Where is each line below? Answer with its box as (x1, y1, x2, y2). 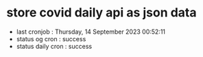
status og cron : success (16, 34, 86, 43)
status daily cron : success (16, 42, 93, 50)
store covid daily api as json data (6, 5, 197, 21)
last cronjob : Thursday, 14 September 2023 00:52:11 (16, 27, 166, 36)
